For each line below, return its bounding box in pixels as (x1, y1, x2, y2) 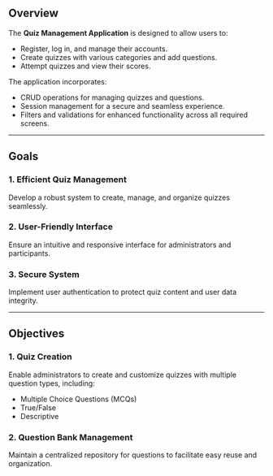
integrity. (8, 296, 38, 305)
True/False (19, 402, 57, 413)
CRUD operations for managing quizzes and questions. (19, 93, 205, 102)
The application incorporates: (8, 76, 107, 86)
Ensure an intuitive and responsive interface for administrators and (8, 240, 232, 249)
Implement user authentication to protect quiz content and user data (8, 288, 237, 297)
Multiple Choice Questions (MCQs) (19, 394, 137, 404)
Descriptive (19, 411, 59, 421)
